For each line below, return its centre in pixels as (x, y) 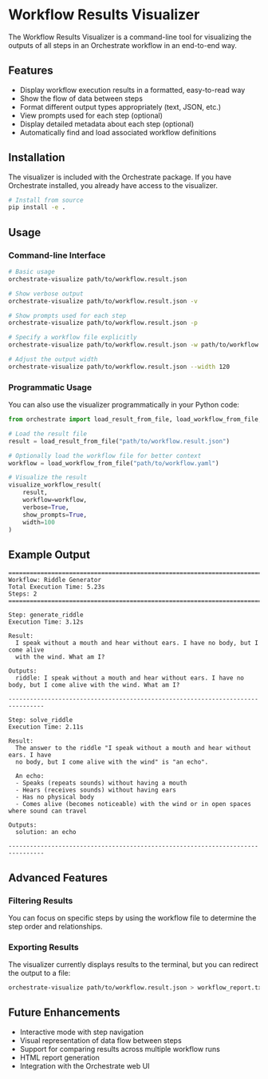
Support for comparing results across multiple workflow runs (120, 1049)
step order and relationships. (55, 926)
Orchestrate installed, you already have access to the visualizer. (113, 185)
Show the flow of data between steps (81, 98)
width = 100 (39, 522)
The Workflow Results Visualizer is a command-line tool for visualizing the (130, 37)
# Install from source (46, 200)
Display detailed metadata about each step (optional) (107, 124)
